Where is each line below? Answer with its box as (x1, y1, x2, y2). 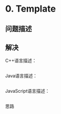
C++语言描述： (5, 58, 37, 64)
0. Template (5, 3, 56, 15)
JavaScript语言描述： (5, 88, 50, 94)
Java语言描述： (5, 73, 38, 79)
